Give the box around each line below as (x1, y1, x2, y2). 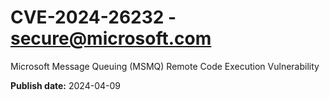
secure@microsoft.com (10, 27, 212, 50)
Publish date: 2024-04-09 (10, 79, 121, 91)
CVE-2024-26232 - (10, 6, 177, 29)
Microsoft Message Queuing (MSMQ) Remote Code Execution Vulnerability (10, 60, 320, 72)
